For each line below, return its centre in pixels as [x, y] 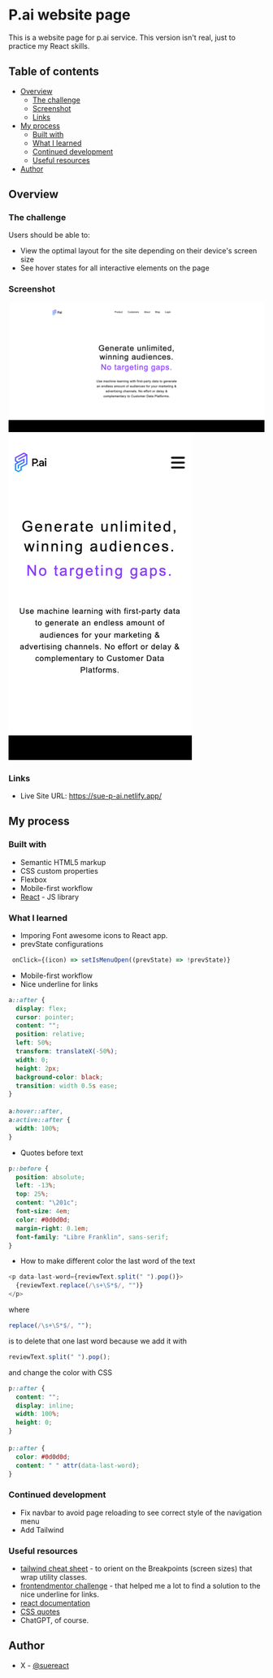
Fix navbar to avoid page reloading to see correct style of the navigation [141, 1512]
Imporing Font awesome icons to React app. [94, 935]
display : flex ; [41, 1009]
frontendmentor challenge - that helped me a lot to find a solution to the [140, 1586]
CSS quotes [40, 1612]
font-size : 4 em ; [43, 1212]
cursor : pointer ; [45, 1017]
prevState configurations [62, 944]
